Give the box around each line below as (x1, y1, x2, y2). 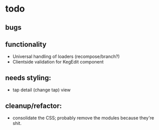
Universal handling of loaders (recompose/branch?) (12, 53, 120, 59)
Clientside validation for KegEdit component (12, 59, 104, 65)
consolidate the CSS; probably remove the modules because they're (12, 115, 154, 121)
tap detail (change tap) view (12, 87, 71, 93)
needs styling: (5, 74, 51, 82)
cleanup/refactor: (5, 101, 62, 110)
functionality (5, 40, 47, 48)
